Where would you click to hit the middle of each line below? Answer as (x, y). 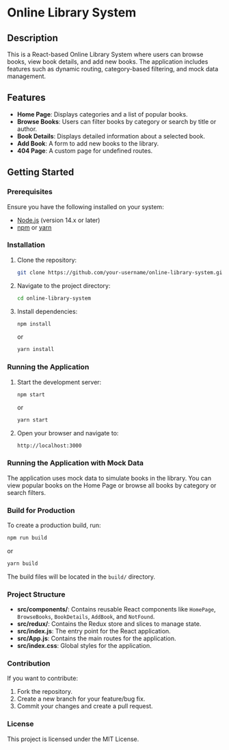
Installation (26, 245)
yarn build (23, 564)
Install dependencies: (47, 311)
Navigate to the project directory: (64, 285)
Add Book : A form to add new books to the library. (88, 143)
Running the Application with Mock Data (76, 463)
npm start (31, 395)
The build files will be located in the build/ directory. (81, 577)
